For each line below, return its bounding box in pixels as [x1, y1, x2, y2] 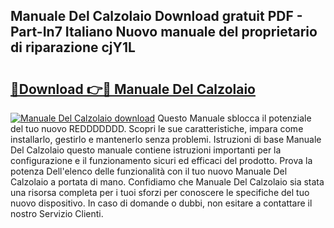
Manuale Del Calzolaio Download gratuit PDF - [10, 8, 303, 25]
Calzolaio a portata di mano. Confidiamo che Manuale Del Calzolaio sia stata [10, 176, 325, 188]
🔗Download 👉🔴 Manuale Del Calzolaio [10, 80, 256, 98]
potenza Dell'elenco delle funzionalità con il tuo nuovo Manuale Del [10, 165, 288, 177]
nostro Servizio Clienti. [10, 208, 104, 219]
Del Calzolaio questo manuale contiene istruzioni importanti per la [10, 144, 282, 156]
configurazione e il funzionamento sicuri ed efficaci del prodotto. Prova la [10, 155, 313, 166]
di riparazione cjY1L [10, 39, 136, 56]
